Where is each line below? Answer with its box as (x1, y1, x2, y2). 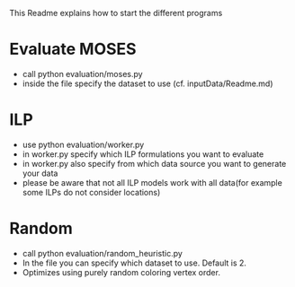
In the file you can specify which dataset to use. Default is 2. (22, 257, 247, 268)
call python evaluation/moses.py (22, 68, 143, 79)
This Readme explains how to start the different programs (9, 8, 223, 18)
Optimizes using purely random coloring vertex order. (22, 266, 220, 277)
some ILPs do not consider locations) (22, 187, 161, 197)
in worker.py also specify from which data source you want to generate (22, 158, 287, 169)
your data (22, 168, 58, 178)
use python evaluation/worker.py (22, 139, 145, 150)
